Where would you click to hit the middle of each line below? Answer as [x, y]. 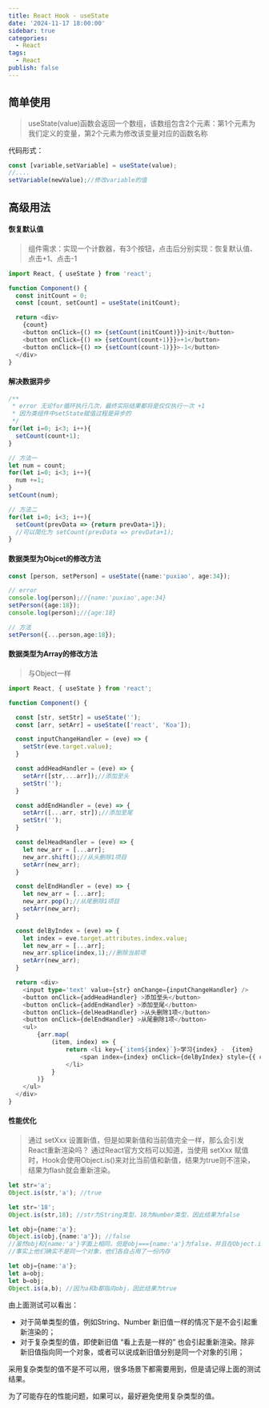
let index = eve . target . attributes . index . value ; [105, 938]
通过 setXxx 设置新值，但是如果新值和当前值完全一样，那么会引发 [136, 1140]
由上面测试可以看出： [43, 1305]
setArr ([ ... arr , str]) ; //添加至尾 [78, 813]
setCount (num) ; [34, 495]
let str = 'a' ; [30, 1186]
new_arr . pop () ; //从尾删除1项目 [71, 902]
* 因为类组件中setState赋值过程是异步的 [72, 414]
